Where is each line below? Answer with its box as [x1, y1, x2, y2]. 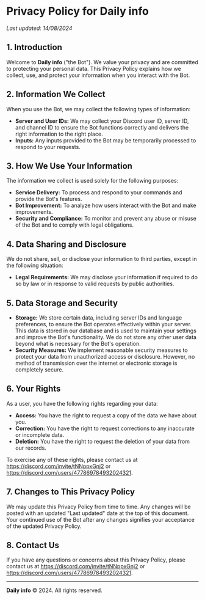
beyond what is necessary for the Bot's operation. [15, 340, 142, 347]
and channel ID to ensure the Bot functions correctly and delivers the [15, 123, 189, 131]
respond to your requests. [15, 143, 81, 150]
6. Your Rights [6, 384, 61, 394]
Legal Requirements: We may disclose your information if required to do [15, 274, 198, 281]
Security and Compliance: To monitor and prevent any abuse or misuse [15, 215, 196, 222]
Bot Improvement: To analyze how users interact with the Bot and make [15, 202, 196, 209]
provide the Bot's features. [15, 196, 82, 203]
